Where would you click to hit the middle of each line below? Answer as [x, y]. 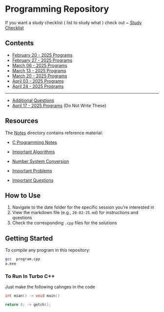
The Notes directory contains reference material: [54, 133]
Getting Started [29, 238]
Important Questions [33, 180]
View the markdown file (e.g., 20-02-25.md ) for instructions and [75, 213]
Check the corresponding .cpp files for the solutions [64, 223]
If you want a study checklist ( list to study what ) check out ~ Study [73, 23]
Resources [22, 121]
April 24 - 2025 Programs [38, 86]
